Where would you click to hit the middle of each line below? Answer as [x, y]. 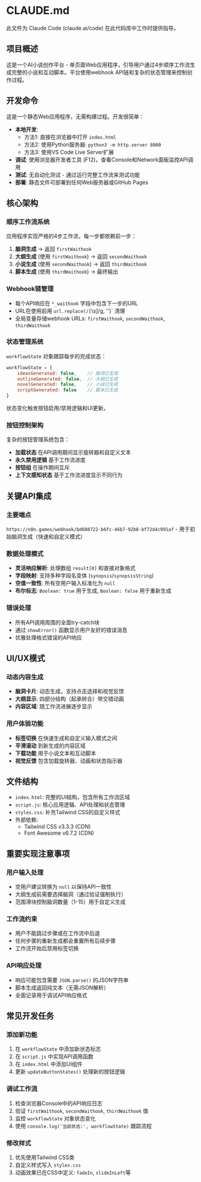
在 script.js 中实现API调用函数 [54, 1057]
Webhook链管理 [30, 289]
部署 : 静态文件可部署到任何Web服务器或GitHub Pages [82, 182]
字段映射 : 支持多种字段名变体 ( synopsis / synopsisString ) [84, 576]
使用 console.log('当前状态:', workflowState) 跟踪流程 [83, 1126]
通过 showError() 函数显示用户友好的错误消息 [71, 630]
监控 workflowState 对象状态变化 [55, 1118]
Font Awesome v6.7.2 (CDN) [59, 833]
